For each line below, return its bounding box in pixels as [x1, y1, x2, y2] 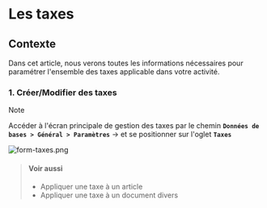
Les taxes [8, 5, 74, 23]
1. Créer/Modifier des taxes [8, 86, 117, 98]
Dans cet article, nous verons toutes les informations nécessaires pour [8, 58, 244, 68]
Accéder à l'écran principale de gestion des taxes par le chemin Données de [8, 121, 260, 131]
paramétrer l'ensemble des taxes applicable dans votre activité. [8, 67, 220, 77]
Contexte [8, 37, 57, 51]
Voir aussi [28, 163, 63, 173]
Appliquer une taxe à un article [40, 181, 143, 191]
